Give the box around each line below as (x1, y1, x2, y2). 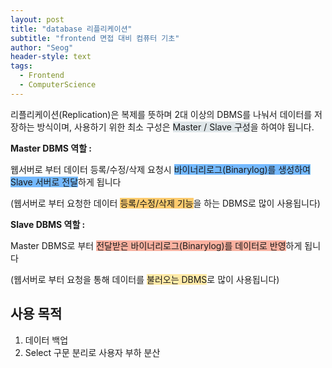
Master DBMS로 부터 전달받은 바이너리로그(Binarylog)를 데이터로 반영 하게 (10, 239, 303, 251)
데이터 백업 (24, 334, 69, 346)
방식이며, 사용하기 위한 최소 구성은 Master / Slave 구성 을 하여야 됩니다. (36, 121, 315, 133)
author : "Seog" (10, 42, 74, 53)
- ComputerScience (19, 80, 97, 90)
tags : (10, 61, 33, 71)
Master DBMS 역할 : (10, 142, 93, 154)
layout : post (10, 14, 65, 25)
